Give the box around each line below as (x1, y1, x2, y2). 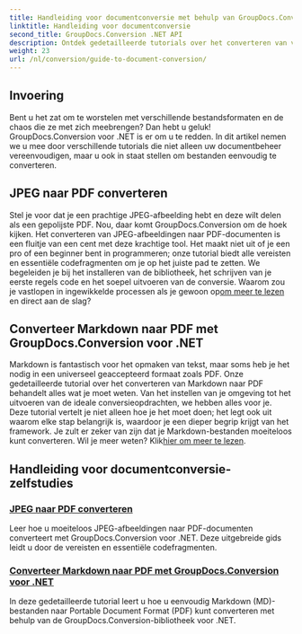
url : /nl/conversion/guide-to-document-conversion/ (9, 55, 207, 64)
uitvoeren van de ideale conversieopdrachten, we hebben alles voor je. (9, 397, 272, 409)
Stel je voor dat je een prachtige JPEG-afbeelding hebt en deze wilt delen (9, 209, 281, 220)
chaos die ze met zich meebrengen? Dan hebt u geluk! (9, 121, 211, 132)
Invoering (9, 88, 65, 103)
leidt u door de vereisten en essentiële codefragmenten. (9, 542, 218, 553)
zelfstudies (9, 475, 74, 490)
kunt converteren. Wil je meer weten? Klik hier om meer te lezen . (9, 436, 246, 446)
